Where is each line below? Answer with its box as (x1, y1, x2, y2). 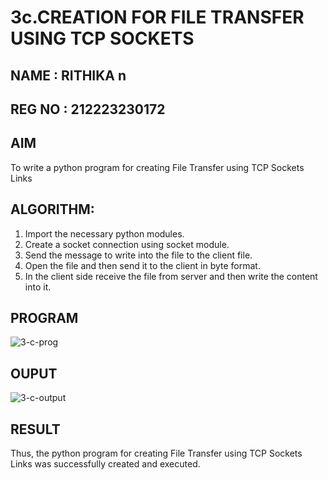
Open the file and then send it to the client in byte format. (24, 259, 261, 271)
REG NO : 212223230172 (10, 101, 166, 118)
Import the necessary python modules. (24, 227, 185, 240)
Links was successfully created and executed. (10, 458, 201, 470)
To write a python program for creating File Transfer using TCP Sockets (10, 161, 305, 173)
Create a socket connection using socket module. (24, 238, 230, 250)
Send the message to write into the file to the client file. (24, 249, 253, 261)
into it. (24, 281, 52, 293)
